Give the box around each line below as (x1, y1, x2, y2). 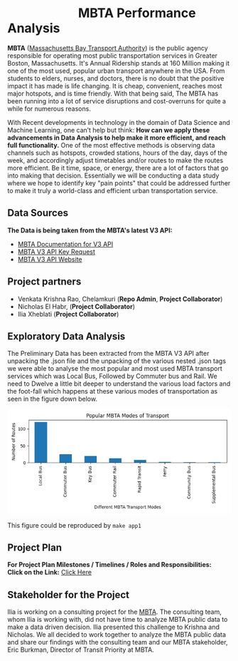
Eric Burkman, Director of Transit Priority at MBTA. (7, 645, 154, 654)
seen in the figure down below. (7, 394, 98, 404)
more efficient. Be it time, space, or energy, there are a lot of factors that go (7, 163, 229, 172)
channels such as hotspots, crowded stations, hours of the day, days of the (7, 148, 227, 157)
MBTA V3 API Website (17, 255, 83, 263)
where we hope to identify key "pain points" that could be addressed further (7, 178, 231, 187)
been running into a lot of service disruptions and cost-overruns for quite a (7, 96, 226, 105)
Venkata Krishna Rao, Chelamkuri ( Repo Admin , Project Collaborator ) (17, 294, 223, 303)
